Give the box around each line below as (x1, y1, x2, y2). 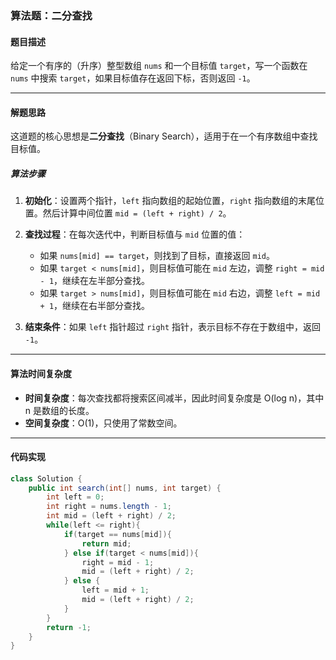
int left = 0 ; (46, 492, 105, 502)
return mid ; (81, 538, 132, 549)
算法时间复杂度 (10, 367, 72, 379)
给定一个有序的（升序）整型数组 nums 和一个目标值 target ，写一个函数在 (10, 60, 308, 72)
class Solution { (10, 473, 83, 484)
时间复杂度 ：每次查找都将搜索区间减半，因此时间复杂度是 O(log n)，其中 (24, 392, 325, 404)
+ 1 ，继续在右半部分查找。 (39, 300, 151, 312)
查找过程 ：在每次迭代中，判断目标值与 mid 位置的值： (24, 228, 246, 241)
